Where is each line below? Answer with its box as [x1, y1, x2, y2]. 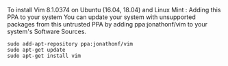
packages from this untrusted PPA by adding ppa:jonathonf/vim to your [7, 20, 207, 28]
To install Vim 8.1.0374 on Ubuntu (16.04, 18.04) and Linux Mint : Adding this [7, 6, 221, 14]
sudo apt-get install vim [7, 52, 81, 59]
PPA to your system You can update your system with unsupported [7, 13, 197, 21]
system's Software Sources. [7, 27, 87, 35]
